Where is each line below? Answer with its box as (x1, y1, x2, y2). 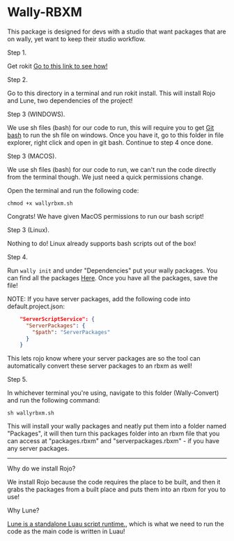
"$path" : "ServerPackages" (32, 329, 111, 336)
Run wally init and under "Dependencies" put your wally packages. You (7, 266, 218, 275)
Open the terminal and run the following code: (7, 186, 139, 194)
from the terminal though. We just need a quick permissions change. (7, 173, 204, 181)
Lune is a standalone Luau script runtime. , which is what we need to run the (7, 520, 224, 528)
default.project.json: (7, 302, 65, 310)
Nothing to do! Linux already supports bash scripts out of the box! (7, 239, 196, 247)
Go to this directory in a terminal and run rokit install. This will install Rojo (7, 89, 216, 97)
